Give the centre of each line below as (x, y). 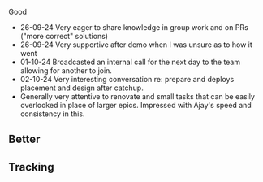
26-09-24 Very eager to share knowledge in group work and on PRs (134, 27)
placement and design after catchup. (82, 88)
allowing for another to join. (66, 71)
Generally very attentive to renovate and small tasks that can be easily (138, 96)
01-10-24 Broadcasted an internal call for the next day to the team (130, 62)
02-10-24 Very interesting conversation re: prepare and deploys (127, 79)
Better (24, 139)
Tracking (31, 167)
